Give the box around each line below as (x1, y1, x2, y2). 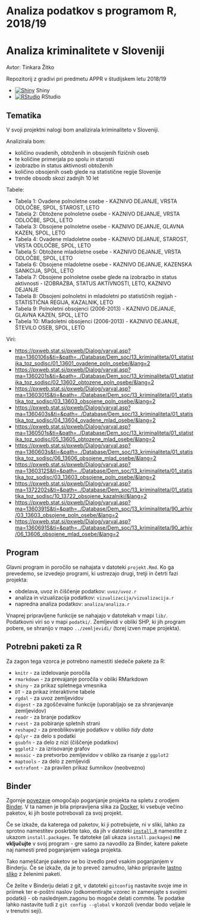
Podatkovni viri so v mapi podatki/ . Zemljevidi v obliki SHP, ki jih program (6, 618, 186, 625)
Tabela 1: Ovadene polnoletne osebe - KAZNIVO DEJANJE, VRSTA (14, 198, 177, 205)
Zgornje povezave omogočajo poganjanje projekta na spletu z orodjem (6, 797, 180, 804)
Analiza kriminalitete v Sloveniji (6, 44, 165, 58)
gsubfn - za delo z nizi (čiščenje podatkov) (14, 738, 119, 746)
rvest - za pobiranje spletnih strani (14, 719, 100, 727)
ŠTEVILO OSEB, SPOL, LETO (14, 324, 85, 331)
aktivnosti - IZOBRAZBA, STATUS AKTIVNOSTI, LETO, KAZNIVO (14, 280, 171, 287)
